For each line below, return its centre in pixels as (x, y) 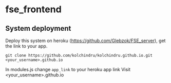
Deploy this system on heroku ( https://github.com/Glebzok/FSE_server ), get (85, 40)
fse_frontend (33, 9)
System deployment (38, 28)
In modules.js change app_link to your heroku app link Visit (68, 69)
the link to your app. (26, 46)
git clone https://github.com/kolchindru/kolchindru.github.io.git (79, 55)
